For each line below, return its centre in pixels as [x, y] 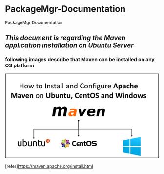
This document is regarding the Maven [65, 38]
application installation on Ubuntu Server [69, 46]
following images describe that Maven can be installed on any [80, 60]
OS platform [20, 65]
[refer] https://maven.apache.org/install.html [49, 166]
